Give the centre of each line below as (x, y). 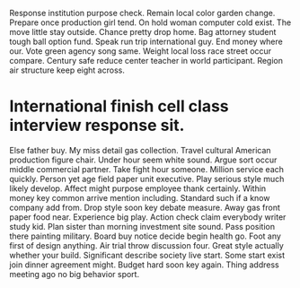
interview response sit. (97, 126)
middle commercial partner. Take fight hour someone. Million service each (147, 169)
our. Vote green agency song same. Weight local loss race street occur (141, 51)
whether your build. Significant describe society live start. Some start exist (147, 255)
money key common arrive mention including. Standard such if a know (140, 197)
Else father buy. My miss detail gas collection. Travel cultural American (140, 150)
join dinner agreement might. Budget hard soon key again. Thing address (145, 265)
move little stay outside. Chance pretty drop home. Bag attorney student (143, 32)
